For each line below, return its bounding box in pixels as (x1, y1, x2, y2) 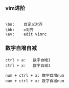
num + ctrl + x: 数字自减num (5, 78, 64, 83)
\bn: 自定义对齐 (5, 22, 43, 27)
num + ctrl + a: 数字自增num (5, 73, 64, 78)
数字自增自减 (5, 45, 37, 52)
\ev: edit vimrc (5, 32, 47, 37)
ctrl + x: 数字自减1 (5, 63, 51, 68)
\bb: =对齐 (5, 27, 34, 33)
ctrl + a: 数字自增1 (5, 57, 51, 62)
